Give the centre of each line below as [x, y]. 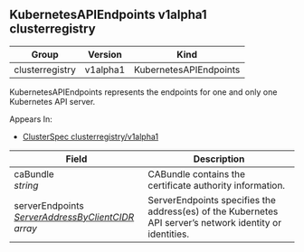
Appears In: [31, 119]
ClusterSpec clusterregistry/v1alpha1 [90, 136]
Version [104, 54]
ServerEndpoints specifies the [212, 200]
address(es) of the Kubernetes [213, 211]
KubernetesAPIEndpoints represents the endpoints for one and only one [143, 92]
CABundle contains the [197, 173]
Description [219, 159]
